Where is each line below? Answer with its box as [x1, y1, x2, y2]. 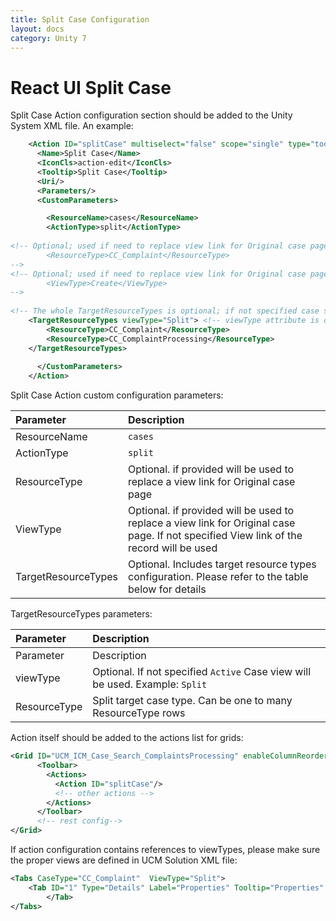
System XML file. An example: [10, 120, 134, 132]
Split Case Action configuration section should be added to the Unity [10, 109, 293, 121]
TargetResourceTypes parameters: [10, 608, 153, 620]
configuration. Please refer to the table [128, 570, 309, 584]
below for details [128, 582, 207, 596]
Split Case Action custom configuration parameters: [10, 389, 224, 401]
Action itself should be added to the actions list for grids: [10, 732, 244, 744]
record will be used [128, 541, 218, 555]
